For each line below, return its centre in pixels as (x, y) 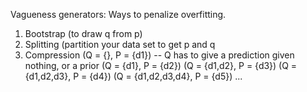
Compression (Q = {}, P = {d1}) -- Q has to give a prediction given (159, 55)
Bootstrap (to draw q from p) (83, 33)
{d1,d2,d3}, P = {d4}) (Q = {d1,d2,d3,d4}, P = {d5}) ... (133, 76)
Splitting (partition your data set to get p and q (120, 44)
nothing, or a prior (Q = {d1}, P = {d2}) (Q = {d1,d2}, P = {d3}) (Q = (161, 65)
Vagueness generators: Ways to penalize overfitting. (118, 14)
